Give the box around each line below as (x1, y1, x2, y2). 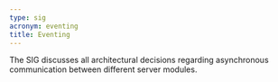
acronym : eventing (9, 22, 79, 31)
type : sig (9, 13, 47, 23)
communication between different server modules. (9, 64, 198, 75)
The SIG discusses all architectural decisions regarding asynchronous (9, 55, 269, 66)
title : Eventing (9, 30, 70, 39)
